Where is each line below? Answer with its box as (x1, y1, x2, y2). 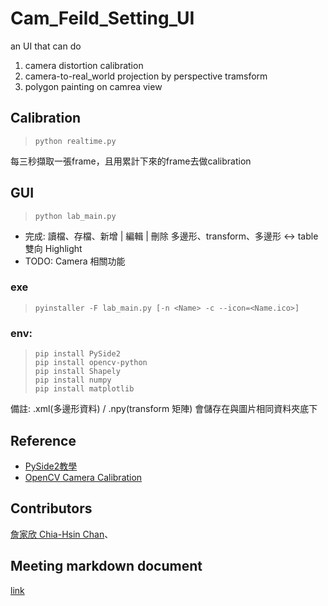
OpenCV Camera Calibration (24, 471, 143, 483)
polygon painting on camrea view (24, 80, 163, 92)
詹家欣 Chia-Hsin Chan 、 (10, 528, 114, 540)
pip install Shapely (34, 367, 121, 377)
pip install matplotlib (34, 384, 135, 394)
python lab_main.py (34, 211, 117, 221)
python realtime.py (34, 136, 117, 146)
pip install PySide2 (34, 349, 121, 359)
